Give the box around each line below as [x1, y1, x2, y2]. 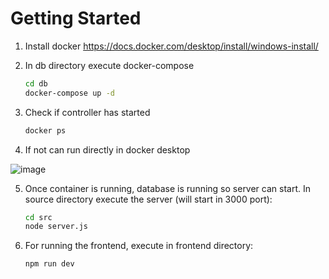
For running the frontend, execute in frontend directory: [24, 240, 254, 252]
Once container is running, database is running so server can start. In [24, 182, 312, 194]
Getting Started [10, 7, 142, 30]
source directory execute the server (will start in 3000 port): [24, 193, 273, 205]
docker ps [24, 125, 67, 136]
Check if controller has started [24, 106, 151, 118]
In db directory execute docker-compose [24, 59, 195, 71]
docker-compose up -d [24, 88, 115, 98]
